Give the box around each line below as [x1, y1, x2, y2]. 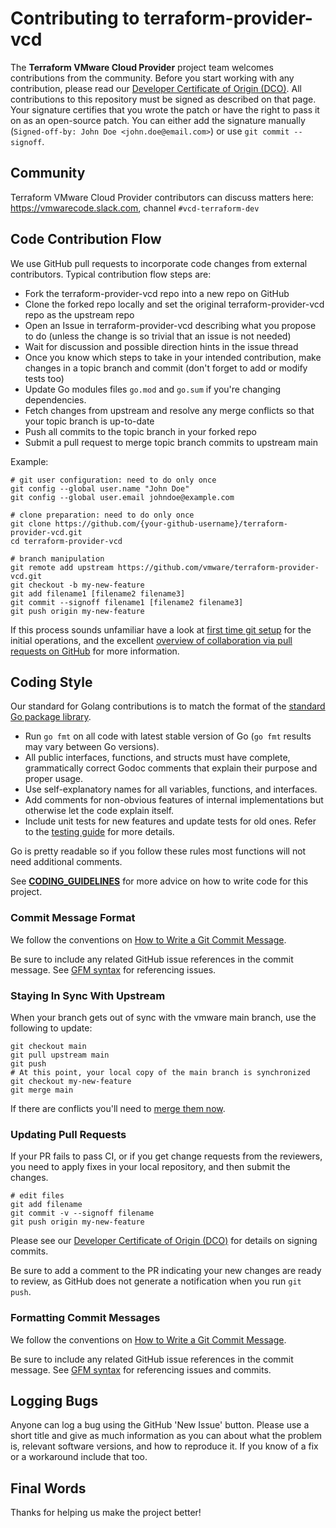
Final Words [10, 1480, 87, 1497]
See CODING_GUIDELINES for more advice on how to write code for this [10, 875, 309, 887]
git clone [10, 518, 52, 529]
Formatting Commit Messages [10, 1311, 161, 1325]
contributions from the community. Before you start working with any [10, 72, 295, 84]
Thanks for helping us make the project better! [10, 1507, 202, 1519]
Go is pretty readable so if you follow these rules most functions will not [10, 845, 307, 857]
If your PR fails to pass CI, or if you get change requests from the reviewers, [10, 1150, 323, 1162]
